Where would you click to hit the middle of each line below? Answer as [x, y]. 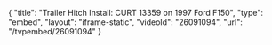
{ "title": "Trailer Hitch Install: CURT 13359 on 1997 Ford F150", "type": [136, 13]
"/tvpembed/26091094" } [55, 31]
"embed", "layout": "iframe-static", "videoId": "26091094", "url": [126, 22]
